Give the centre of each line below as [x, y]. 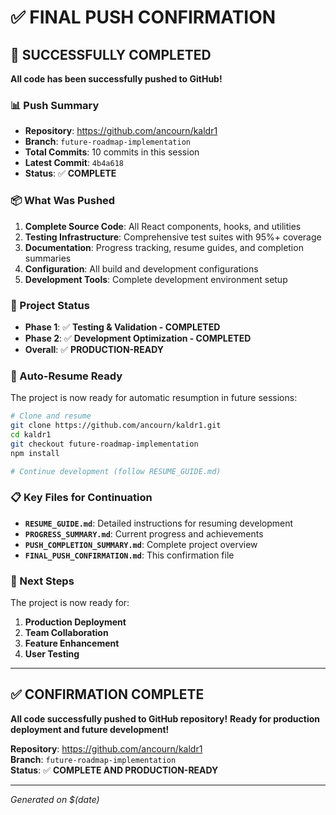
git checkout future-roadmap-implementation [104, 444]
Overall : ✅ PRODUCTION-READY [94, 349]
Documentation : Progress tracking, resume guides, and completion [164, 247]
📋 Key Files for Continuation [81, 498]
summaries [48, 258]
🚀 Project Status [50, 305]
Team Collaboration [66, 633]
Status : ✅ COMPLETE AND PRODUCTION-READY [114, 770]
